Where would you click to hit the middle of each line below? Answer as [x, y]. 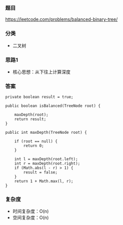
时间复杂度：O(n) [31, 211]
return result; [30, 119]
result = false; [40, 173]
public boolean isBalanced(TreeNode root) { [53, 106]
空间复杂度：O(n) [31, 218]
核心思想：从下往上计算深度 [42, 71]
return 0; [34, 146]
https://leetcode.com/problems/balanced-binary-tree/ [61, 19]
